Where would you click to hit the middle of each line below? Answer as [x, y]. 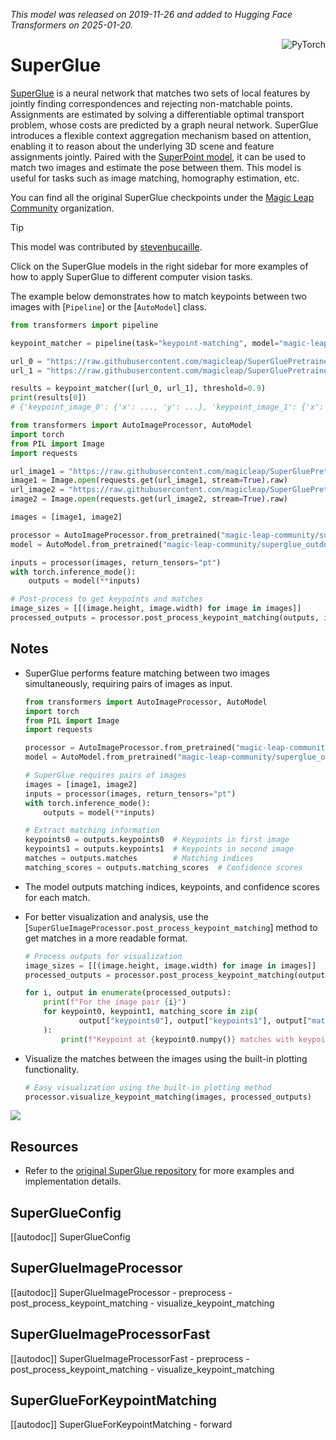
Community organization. [62, 208]
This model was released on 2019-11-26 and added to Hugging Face [151, 14]
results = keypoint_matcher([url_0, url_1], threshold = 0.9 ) [138, 389]
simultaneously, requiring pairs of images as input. [128, 683]
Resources [44, 1146]
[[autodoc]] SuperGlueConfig [70, 1237]
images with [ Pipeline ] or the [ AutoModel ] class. [108, 306]
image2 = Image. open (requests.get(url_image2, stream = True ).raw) [149, 499]
